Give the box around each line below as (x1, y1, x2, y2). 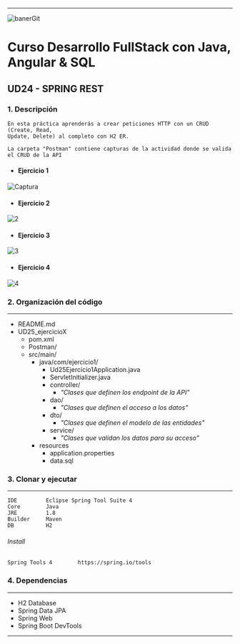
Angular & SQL (7, 54, 96, 71)
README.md (17, 319, 56, 328)
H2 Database (17, 598, 57, 607)
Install (7, 537, 26, 545)
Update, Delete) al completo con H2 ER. (7, 133, 130, 140)
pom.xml (28, 335, 55, 343)
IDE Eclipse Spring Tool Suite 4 (7, 497, 133, 504)
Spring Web (17, 613, 53, 622)
